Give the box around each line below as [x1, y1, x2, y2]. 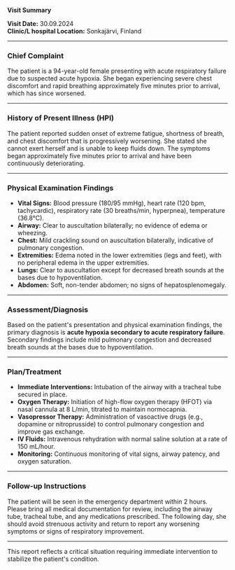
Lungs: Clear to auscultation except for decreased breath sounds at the [17, 265, 225, 274]
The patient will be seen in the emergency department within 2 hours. [7, 497, 208, 506]
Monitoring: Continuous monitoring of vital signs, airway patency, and [17, 450, 220, 458]
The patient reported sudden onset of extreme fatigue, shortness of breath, [7, 129, 225, 137]
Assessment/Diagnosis [7, 305, 89, 314]
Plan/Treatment [7, 367, 62, 377]
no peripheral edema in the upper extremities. [17, 258, 150, 267]
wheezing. [17, 228, 48, 237]
